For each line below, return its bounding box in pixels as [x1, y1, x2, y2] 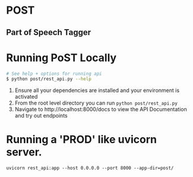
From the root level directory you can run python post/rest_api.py [14, 99, 178, 107]
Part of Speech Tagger [6, 27, 91, 37]
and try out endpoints [14, 112, 68, 119]
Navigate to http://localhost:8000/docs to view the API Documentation [14, 106, 187, 113]
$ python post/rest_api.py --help [6, 76, 92, 82]
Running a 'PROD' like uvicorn [6, 133, 157, 146]
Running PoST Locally [6, 51, 117, 64]
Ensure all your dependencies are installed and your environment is [14, 87, 180, 94]
